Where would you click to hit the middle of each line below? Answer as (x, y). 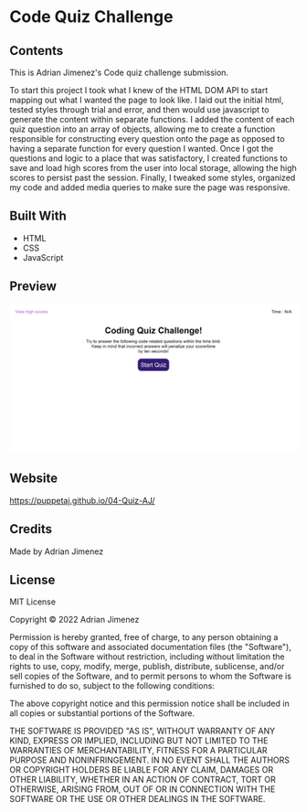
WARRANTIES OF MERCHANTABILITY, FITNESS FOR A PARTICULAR (138, 751)
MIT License (33, 602)
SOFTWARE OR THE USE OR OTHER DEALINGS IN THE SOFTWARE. (137, 799)
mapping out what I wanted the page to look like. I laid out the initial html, (147, 100)
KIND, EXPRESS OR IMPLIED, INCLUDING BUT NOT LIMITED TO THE (139, 741)
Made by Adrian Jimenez (57, 551)
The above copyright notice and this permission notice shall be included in (149, 704)
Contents (37, 51)
